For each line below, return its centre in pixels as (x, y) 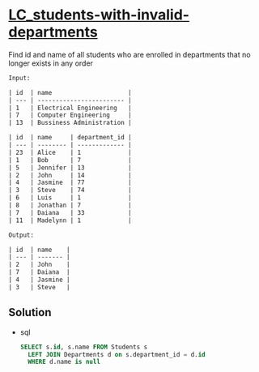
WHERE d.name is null (64, 362)
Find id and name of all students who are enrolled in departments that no (129, 54)
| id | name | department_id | (70, 138)
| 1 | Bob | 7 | (70, 160)
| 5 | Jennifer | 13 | (70, 168)
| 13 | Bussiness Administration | (70, 123)
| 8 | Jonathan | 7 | (70, 205)
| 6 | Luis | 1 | (70, 198)
